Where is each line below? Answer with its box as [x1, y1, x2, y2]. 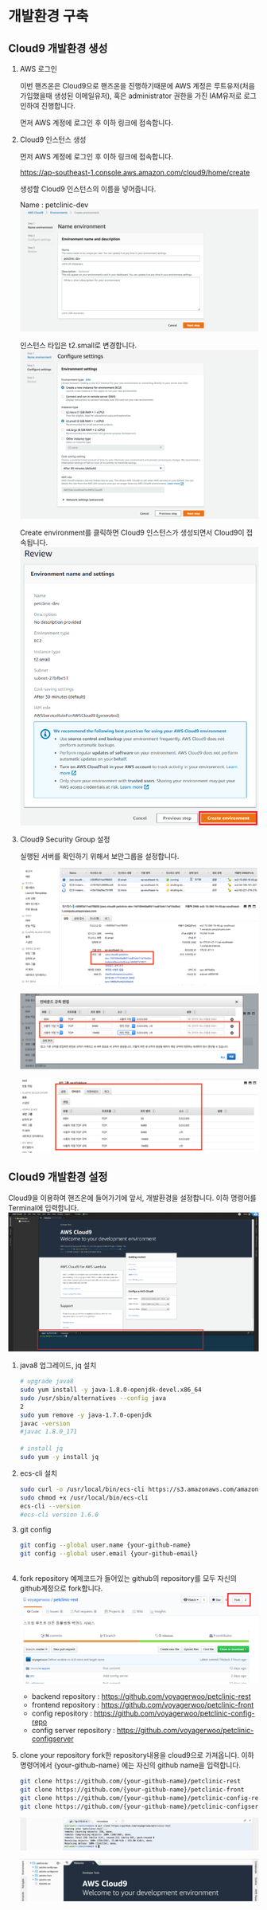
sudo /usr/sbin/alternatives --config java [19, 1394, 167, 1402]
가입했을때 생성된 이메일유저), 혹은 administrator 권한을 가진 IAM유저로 [19, 91, 242, 100]
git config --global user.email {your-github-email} [19, 1550, 199, 1558]
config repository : [31, 1708, 93, 1718]
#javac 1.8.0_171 [19, 1428, 78, 1436]
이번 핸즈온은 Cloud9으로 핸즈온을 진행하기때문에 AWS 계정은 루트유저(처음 [19, 81, 256, 90]
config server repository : [31, 1726, 115, 1735]
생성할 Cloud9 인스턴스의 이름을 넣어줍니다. [19, 184, 157, 194]
